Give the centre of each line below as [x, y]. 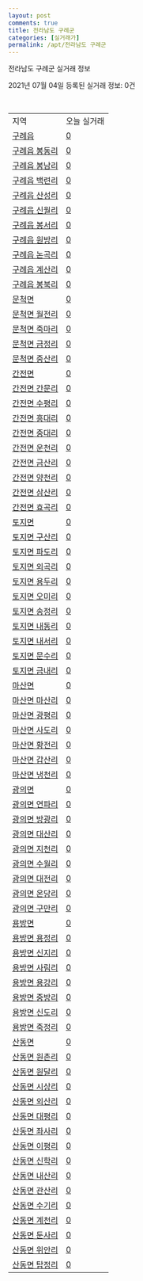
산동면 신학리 [35, 1161]
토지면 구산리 [35, 537]
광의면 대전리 [35, 879]
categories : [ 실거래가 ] [44, 38]
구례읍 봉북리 [35, 284]
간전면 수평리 [35, 403]
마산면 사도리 [35, 730]
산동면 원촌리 [35, 1057]
